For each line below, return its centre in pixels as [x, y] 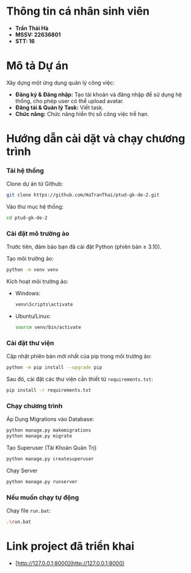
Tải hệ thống [25, 170]
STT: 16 [25, 41]
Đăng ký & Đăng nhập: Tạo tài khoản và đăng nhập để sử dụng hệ [98, 94]
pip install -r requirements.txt [49, 391]
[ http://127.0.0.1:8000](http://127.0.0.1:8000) [70, 563]
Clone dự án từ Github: [35, 184]
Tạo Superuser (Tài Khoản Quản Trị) [52, 448]
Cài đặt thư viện [30, 343]
